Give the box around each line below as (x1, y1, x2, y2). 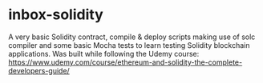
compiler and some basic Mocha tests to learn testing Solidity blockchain (8, 40, 250, 49)
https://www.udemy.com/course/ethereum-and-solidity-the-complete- (8, 57, 243, 67)
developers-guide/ (8, 65, 70, 75)
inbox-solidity (8, 6, 103, 24)
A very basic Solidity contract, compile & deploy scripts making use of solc (8, 32, 256, 41)
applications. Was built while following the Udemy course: (8, 49, 200, 58)
